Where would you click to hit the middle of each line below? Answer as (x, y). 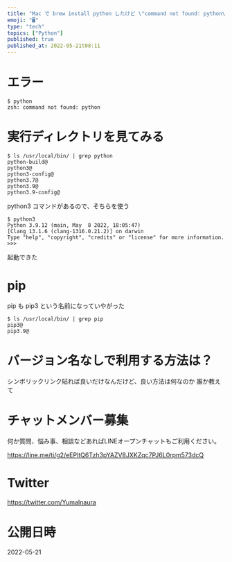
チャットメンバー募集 (68, 420)
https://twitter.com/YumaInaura (52, 502)
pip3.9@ (18, 331)
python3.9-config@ (34, 192)
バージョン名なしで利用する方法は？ (110, 361)
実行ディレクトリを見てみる (86, 137)
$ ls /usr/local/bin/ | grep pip (55, 319)
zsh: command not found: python (54, 107)
